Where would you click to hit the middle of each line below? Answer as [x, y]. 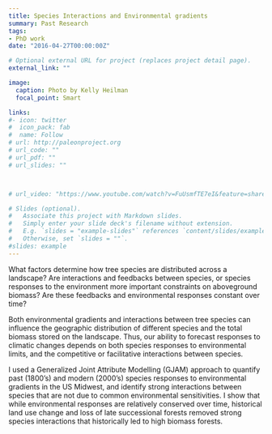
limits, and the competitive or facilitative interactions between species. [126, 354]
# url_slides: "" [38, 165]
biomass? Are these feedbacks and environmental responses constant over [134, 295]
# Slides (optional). [45, 208]
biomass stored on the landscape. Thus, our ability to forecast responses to [134, 336]
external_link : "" [39, 68]
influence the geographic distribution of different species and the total [125, 328]
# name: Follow [36, 135]
